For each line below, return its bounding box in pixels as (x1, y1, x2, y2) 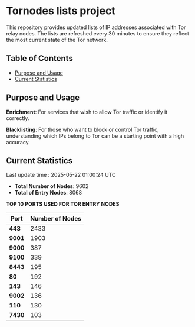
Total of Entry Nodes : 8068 (14, 189, 82, 196)
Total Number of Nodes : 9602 (14, 183, 89, 190)
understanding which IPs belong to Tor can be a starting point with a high (6, 132, 184, 140)
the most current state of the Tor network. (6, 36, 108, 43)
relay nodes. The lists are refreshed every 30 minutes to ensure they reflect (6, 30, 190, 37)
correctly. (6, 114, 29, 122)
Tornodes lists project (6, 4, 116, 18)
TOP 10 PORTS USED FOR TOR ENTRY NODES (6, 200, 120, 208)
